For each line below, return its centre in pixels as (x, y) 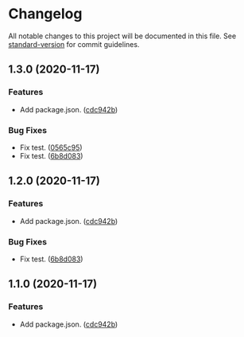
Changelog (45, 14)
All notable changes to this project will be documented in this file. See (122, 36)
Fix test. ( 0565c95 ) (51, 147)
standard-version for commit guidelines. (74, 44)
